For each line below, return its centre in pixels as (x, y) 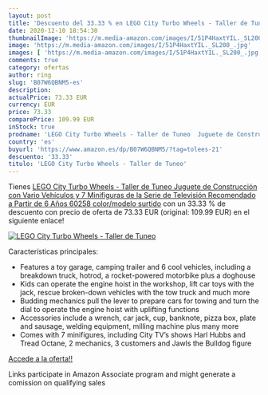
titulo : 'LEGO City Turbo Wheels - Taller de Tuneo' (98, 164)
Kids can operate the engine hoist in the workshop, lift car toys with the (137, 284)
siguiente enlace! (36, 221)
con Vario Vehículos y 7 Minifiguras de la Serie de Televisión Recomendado (132, 196)
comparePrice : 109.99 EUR (51, 120)
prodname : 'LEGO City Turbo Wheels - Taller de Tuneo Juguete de (121, 134)
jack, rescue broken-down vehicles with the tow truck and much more (135, 293)
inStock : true (32, 127)
